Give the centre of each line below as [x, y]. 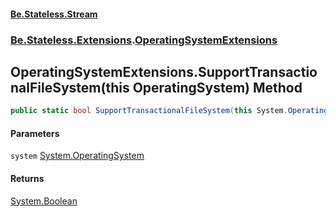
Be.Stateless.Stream [54, 14]
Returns [27, 178]
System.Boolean [44, 201]
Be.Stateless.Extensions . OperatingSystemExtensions [144, 40]
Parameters [35, 133]
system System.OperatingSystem [77, 156]
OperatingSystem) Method [217, 87]
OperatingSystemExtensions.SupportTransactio [164, 71]
